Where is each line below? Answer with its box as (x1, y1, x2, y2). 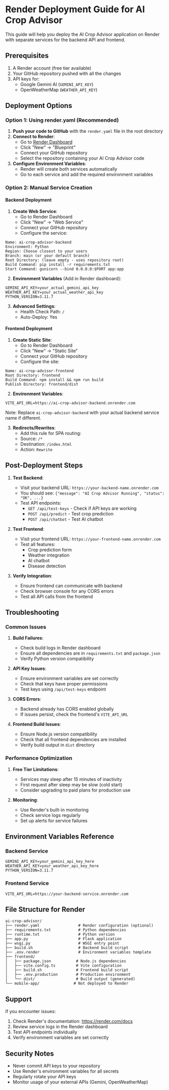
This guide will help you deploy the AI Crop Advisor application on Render (5, 31, 160, 37)
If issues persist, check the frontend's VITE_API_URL (20, 712, 128, 718)
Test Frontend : (12, 526, 45, 532)
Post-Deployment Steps (5, 461, 83, 470)
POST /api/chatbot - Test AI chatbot (27, 516, 103, 522)
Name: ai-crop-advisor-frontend (5, 368, 74, 373)
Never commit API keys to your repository (12, 1062, 101, 1069)
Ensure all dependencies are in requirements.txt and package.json (20, 650, 160, 657)
